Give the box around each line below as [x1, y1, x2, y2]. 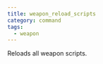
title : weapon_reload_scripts [7, 10, 97, 18]
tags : [7, 23, 23, 30]
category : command [7, 17, 61, 24]
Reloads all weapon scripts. [7, 49, 87, 58]
